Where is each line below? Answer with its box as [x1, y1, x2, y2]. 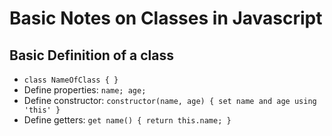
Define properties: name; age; [23, 84, 147, 96]
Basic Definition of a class [9, 47, 174, 64]
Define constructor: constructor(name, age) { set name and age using [23, 95, 317, 106]
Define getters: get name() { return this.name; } [23, 114, 232, 126]
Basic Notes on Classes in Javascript [9, 7, 323, 30]
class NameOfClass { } [23, 75, 119, 85]
